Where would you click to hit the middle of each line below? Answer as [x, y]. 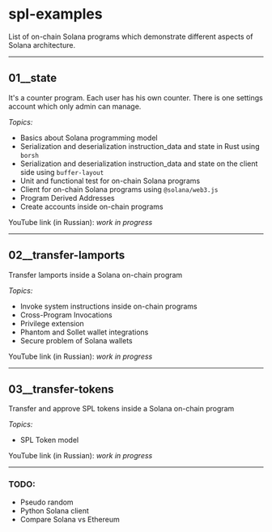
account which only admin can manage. [75, 106]
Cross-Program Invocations [66, 315]
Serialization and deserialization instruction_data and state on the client [139, 164]
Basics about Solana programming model [89, 138]
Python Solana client [54, 510]
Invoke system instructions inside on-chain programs [109, 306]
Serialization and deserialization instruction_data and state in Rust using [140, 146]
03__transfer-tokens [62, 389]
